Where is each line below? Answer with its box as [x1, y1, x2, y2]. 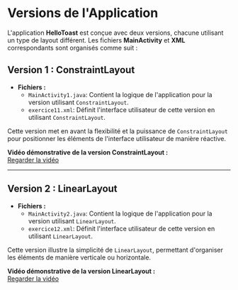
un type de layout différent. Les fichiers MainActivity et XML [7, 35, 186, 44]
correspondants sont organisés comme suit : [7, 43, 138, 52]
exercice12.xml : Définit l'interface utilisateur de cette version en [28, 224, 215, 233]
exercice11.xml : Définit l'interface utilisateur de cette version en [28, 105, 215, 114]
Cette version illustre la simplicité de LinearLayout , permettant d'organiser [7, 245, 224, 254]
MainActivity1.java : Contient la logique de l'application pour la [28, 90, 212, 99]
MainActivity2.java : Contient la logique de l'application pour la [28, 209, 212, 218]
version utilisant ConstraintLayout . [28, 98, 129, 106]
